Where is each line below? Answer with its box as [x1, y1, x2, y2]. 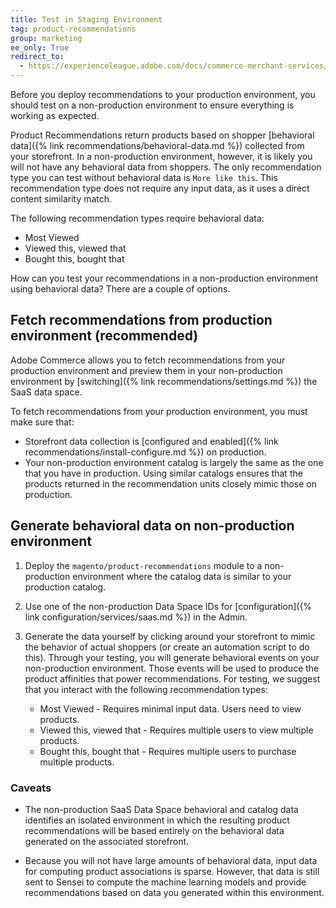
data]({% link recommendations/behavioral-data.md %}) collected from [10, 140, 305, 151]
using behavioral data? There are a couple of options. [10, 283, 231, 295]
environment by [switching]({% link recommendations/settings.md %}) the [10, 375, 318, 387]
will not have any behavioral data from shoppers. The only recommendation [10, 161, 322, 173]
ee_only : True [10, 42, 70, 53]
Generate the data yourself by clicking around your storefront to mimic [24, 630, 316, 642]
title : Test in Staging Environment [10, 14, 163, 25]
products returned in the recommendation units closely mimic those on [24, 477, 317, 490]
